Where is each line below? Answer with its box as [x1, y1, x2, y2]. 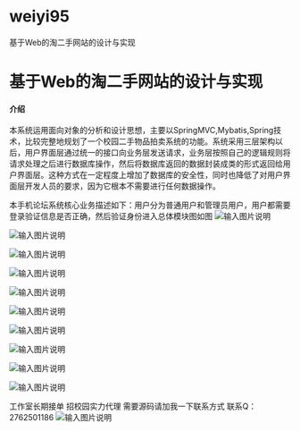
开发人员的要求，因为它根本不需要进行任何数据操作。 [24, 181, 221, 191]
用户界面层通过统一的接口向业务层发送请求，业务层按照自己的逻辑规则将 [24, 148, 291, 158]
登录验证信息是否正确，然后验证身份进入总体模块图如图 [9, 211, 212, 222]
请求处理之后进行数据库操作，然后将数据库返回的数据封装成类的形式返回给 [9, 158, 283, 169]
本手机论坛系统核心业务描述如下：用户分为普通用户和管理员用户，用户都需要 [9, 199, 291, 211]
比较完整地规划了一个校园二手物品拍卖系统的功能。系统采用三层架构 [24, 136, 275, 147]
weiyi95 [9, 6, 70, 27]
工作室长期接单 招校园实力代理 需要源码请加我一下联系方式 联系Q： [9, 401, 257, 412]
